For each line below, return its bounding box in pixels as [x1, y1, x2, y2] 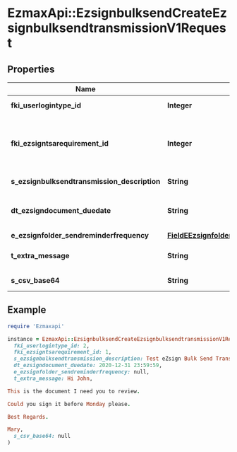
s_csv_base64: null [13, 433, 71, 440]
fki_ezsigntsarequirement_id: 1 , [13, 349, 112, 356]
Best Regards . [7, 413, 49, 420]
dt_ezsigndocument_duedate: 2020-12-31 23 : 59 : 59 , [13, 362, 162, 369]
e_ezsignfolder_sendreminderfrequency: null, [13, 369, 150, 376]
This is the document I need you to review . [7, 388, 140, 395]
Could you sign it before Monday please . [7, 400, 131, 407]
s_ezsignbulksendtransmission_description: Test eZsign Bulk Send [13, 355, 213, 362]
